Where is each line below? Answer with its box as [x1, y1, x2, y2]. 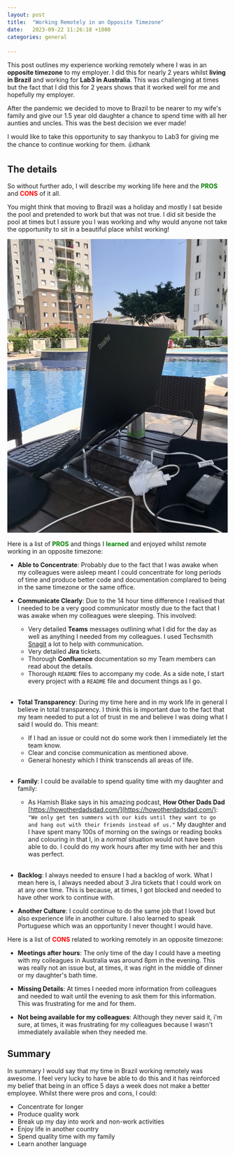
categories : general [7, 34, 68, 41]
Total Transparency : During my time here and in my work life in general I [17, 698, 227, 706]
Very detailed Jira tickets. [27, 647, 102, 655]
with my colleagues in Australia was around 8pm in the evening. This [17, 956, 215, 964]
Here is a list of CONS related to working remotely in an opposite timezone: [7, 935, 224, 943]
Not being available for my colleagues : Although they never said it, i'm [17, 1012, 222, 1021]
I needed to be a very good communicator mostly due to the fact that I [17, 603, 220, 612]
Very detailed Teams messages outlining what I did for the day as [27, 624, 217, 633]
